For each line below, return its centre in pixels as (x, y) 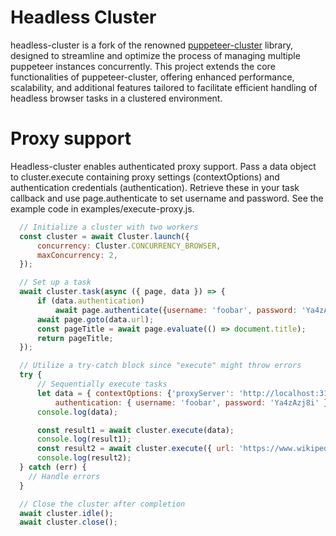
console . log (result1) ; (84, 439)
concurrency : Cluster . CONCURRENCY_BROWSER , (129, 246)
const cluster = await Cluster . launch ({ (104, 236)
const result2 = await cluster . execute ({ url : (135, 449)
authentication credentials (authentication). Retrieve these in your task (155, 187)
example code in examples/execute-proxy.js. (102, 208)
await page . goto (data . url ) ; (95, 319)
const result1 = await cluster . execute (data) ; (135, 430)
